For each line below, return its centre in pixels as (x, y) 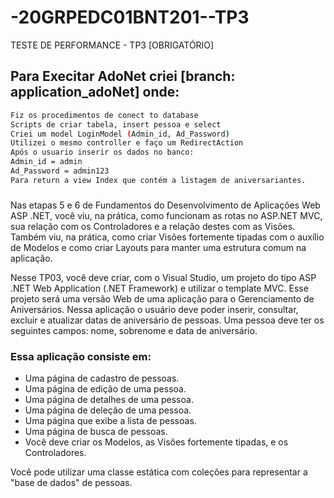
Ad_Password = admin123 (60, 171)
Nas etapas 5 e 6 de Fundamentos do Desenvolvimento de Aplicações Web (165, 205)
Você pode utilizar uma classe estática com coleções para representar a (159, 472)
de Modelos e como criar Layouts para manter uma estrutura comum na (158, 247)
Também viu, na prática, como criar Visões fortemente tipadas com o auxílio (167, 237)
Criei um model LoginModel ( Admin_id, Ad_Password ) (120, 134)
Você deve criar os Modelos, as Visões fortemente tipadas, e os (156, 442)
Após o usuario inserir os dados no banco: (102, 152)
